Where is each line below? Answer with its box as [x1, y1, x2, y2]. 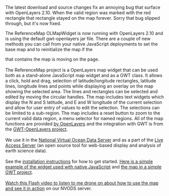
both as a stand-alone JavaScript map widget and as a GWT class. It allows [5, 72, 163, 78]
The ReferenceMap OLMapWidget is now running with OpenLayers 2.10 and [5, 30, 163, 36]
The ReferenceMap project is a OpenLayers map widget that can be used [5, 67, 158, 73]
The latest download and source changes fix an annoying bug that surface [5, 5, 160, 10]
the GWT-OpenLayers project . [5, 126, 68, 132]
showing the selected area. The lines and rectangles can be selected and [5, 89, 158, 94]
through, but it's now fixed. [5, 20, 62, 26]
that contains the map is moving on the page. [5, 56, 100, 62]
